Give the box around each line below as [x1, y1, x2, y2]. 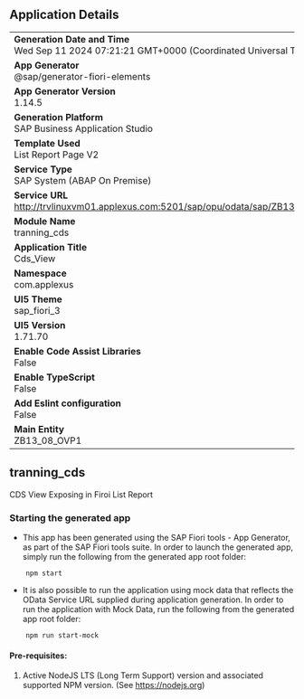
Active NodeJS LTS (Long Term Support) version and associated [22, 670, 264, 681]
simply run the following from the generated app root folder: [22, 551, 247, 562]
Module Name [14, 214, 76, 227]
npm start [25, 569, 63, 578]
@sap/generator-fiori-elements [14, 70, 151, 82]
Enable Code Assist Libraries [14, 345, 142, 357]
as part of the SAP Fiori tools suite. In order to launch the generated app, [22, 542, 294, 553]
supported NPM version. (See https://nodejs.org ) [22, 680, 205, 691]
